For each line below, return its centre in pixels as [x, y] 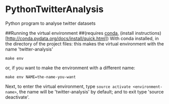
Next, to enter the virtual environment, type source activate [68, 86]
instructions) [148, 33]
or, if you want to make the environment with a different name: [70, 68]
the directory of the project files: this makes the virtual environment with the [84, 43]
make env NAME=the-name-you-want [41, 77]
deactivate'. [17, 97]
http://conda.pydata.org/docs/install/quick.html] [57, 38]
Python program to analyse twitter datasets [50, 23]
